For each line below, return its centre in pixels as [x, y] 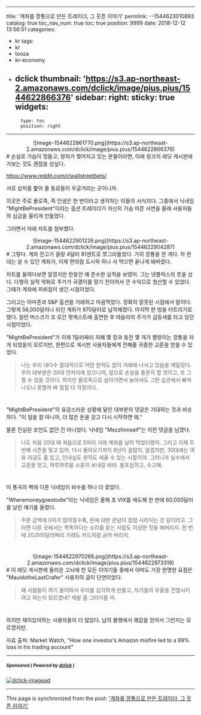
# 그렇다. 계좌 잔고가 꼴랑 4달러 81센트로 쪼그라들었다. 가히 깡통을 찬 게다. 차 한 [99, 254]
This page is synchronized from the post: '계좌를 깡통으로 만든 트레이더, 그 [96, 698]
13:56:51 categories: [31, 29]
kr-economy [30, 60]
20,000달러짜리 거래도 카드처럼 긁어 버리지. [78, 535]
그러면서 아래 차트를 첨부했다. [41, 228]
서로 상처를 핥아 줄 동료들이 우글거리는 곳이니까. [62, 188]
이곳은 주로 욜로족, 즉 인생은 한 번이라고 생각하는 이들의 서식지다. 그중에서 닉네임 [100, 201]
